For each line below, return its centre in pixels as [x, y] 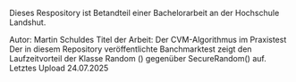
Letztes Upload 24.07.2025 [59, 68]
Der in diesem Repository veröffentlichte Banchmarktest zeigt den [131, 49]
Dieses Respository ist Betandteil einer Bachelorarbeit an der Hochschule [144, 13]
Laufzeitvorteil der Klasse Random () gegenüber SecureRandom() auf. [138, 58]
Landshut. [28, 22]
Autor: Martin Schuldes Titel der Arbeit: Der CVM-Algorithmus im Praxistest [148, 40]
